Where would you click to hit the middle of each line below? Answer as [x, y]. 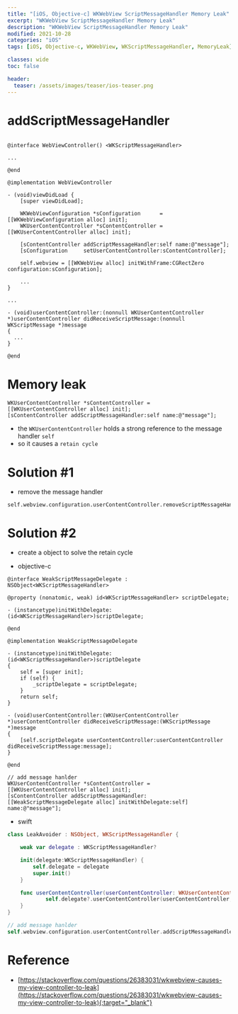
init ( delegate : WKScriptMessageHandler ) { [82, 860]
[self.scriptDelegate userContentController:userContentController [121, 741]
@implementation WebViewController [60, 183]
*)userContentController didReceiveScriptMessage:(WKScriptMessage [109, 722]
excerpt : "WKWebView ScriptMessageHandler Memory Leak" [91, 21]
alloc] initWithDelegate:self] [142, 802]
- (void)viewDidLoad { [41, 195]
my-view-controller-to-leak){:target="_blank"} [85, 1002]
